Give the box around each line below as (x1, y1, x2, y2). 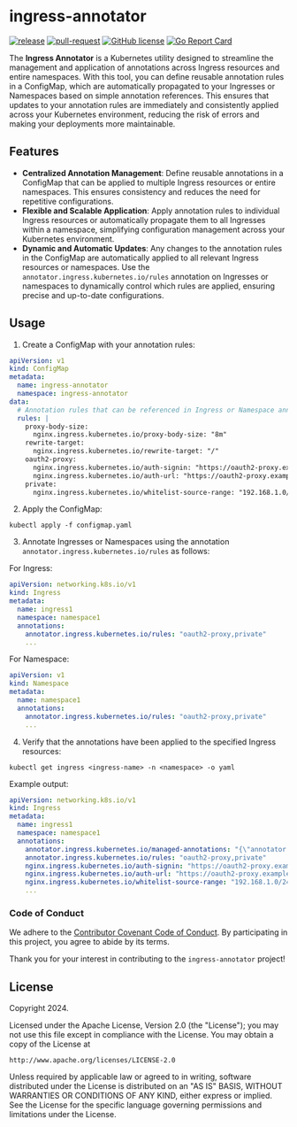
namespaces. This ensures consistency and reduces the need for (21, 186, 261, 197)
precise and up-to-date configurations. (21, 289, 164, 300)
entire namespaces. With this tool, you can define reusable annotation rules (9, 71, 285, 81)
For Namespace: (9, 653, 70, 665)
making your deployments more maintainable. (9, 118, 176, 129)
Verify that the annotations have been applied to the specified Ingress (21, 737, 277, 747)
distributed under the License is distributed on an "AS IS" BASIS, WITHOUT (9, 1081, 283, 1092)
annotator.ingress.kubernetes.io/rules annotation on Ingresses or (21, 271, 269, 282)
